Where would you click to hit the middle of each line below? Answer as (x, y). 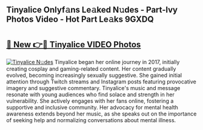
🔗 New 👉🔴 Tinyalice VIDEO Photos (74, 44)
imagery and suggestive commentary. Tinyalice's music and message (93, 88)
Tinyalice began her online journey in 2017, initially (117, 62)
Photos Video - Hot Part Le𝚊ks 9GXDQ (80, 20)
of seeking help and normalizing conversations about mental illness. (91, 120)
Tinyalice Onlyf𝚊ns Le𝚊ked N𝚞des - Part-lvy (92, 10)
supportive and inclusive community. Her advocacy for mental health (92, 107)
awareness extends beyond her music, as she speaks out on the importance (101, 114)
